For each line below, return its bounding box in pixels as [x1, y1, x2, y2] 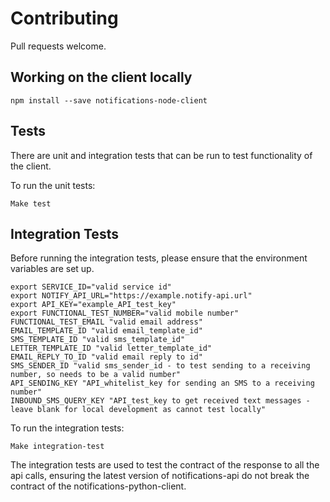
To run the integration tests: [10, 422, 125, 434]
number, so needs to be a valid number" [10, 370, 182, 380]
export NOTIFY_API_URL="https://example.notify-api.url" [10, 291, 253, 301]
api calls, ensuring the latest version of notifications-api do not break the [10, 470, 310, 482]
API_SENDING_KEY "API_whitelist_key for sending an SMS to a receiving [10, 378, 315, 389]
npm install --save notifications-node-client [10, 95, 208, 106]
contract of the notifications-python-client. [10, 480, 187, 492]
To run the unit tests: [10, 179, 96, 191]
